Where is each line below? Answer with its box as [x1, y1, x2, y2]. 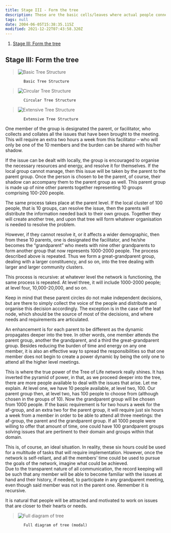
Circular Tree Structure [23, 98, 76, 103]
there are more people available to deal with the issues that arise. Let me [5, 380, 158, 386]
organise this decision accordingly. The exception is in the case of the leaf [5, 305, 161, 312]
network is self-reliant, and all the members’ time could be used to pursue [5, 455, 160, 461]
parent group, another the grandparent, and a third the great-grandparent [5, 337, 159, 343]
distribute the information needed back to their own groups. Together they [5, 210, 161, 216]
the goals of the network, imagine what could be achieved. [5, 460, 129, 466]
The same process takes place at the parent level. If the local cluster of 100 [5, 199, 163, 206]
